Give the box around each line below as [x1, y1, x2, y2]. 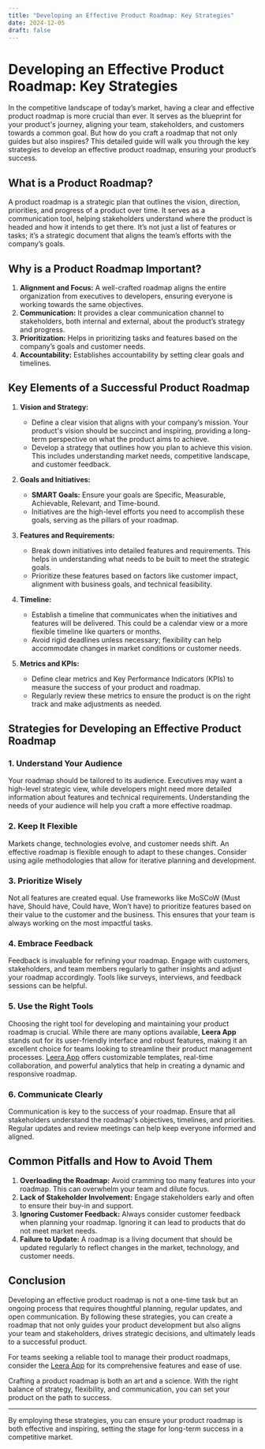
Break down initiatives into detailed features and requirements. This [31, 545, 251, 555]
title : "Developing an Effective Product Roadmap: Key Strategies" [8, 11, 235, 20]
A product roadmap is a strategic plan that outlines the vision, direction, [8, 197, 241, 207]
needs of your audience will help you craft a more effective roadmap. [8, 801, 233, 811]
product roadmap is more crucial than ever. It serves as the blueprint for [8, 111, 242, 121]
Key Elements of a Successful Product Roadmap [8, 381, 250, 395]
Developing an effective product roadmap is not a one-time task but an [8, 1295, 239, 1305]
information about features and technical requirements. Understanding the [8, 792, 250, 802]
